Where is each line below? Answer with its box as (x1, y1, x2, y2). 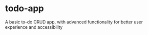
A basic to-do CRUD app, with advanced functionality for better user (5, 19, 143, 25)
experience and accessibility (5, 24, 63, 30)
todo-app (5, 3, 44, 14)
